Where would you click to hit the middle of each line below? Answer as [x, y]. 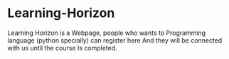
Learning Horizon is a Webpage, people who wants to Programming [107, 33]
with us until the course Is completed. [62, 48]
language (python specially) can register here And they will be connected [115, 40]
